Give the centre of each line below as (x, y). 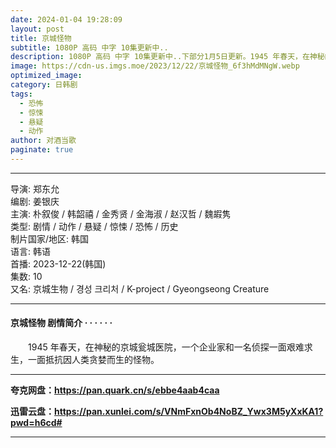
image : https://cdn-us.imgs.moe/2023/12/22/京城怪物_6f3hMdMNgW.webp (155, 66)
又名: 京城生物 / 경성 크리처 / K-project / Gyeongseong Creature (140, 288)
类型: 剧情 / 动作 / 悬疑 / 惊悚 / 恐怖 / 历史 (94, 226)
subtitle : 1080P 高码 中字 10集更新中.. (89, 47)
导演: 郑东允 (35, 188)
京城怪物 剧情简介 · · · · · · (61, 323)
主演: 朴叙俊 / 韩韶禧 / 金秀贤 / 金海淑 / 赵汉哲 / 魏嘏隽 (121, 213)
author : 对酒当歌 (43, 141)
